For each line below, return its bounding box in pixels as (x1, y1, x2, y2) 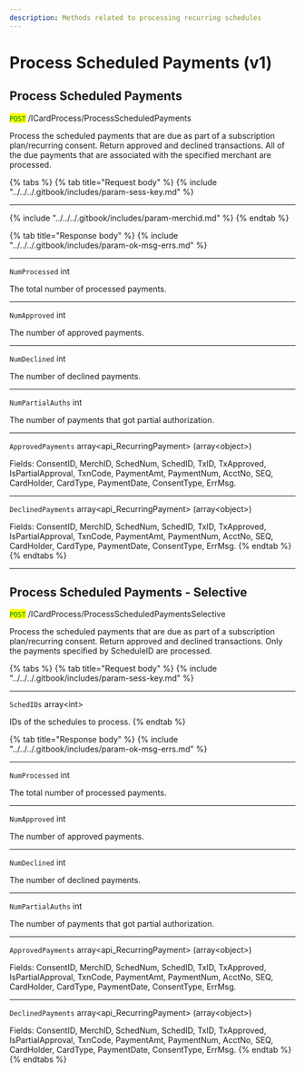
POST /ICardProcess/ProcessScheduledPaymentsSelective (9, 609, 226, 620)
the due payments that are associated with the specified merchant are (9, 149, 272, 160)
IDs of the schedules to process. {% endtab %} (9, 716, 186, 727)
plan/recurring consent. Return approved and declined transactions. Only (9, 636, 283, 647)
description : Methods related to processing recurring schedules (9, 13, 261, 23)
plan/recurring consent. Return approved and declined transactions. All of (9, 140, 285, 151)
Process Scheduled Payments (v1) (9, 52, 272, 73)
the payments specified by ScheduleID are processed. (9, 645, 212, 656)
